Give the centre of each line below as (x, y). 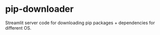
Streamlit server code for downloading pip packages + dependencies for (80, 23)
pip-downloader (39, 9)
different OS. (18, 28)
